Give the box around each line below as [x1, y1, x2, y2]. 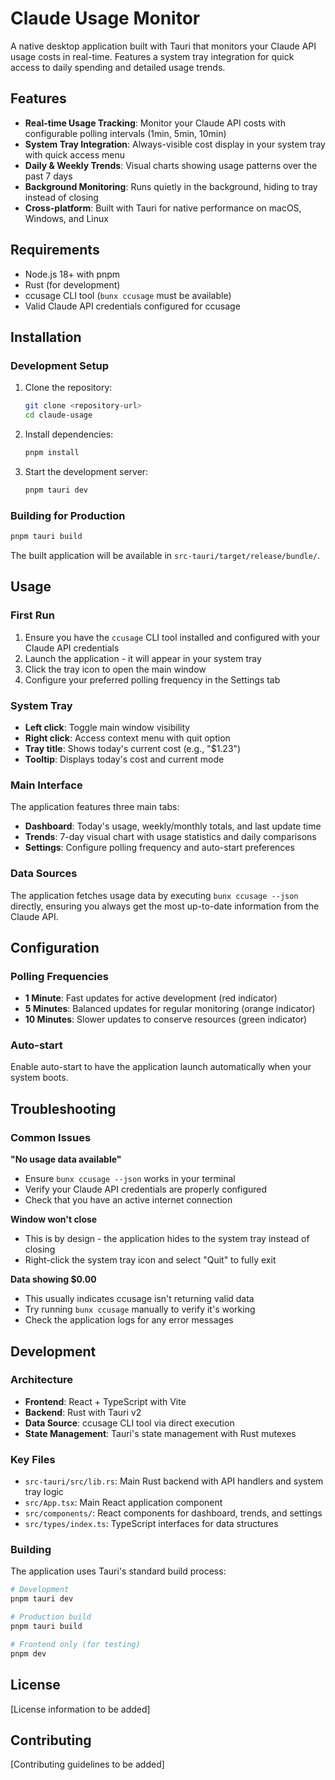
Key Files [10, 1452, 56, 1466]
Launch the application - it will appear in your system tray [24, 652, 262, 664]
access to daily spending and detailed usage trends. [10, 61, 226, 73]
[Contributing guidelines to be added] [10, 1758, 165, 1771]
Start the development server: [24, 465, 149, 477]
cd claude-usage [24, 410, 93, 421]
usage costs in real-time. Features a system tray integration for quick [10, 50, 295, 62]
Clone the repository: [24, 382, 113, 394]
